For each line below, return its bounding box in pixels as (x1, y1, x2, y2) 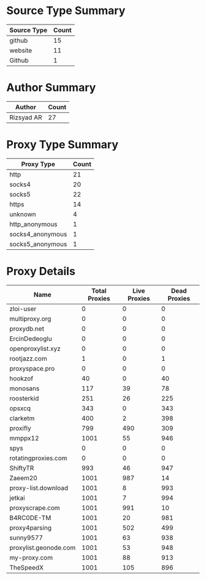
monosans (9, 384, 40, 393)
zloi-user (9, 304, 37, 313)
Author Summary (6, 81, 96, 95)
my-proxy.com (9, 553, 53, 562)
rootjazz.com (9, 354, 47, 363)
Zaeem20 (9, 473, 38, 482)
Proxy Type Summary (6, 138, 118, 152)
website (9, 46, 32, 55)
